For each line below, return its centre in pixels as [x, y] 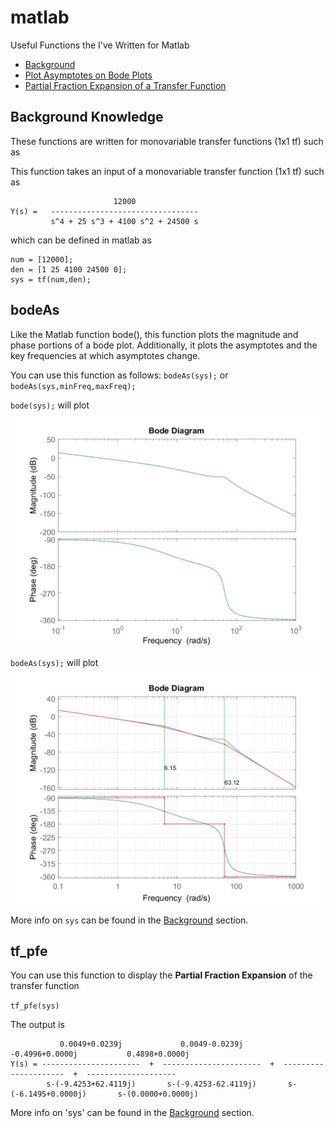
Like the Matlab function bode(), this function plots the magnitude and [154, 334]
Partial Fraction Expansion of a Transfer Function [125, 85]
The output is [37, 1025]
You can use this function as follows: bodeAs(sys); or [119, 375]
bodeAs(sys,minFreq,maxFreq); [73, 386]
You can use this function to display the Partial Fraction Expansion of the [161, 975]
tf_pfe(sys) [35, 1006]
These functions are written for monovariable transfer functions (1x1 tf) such [167, 141]
